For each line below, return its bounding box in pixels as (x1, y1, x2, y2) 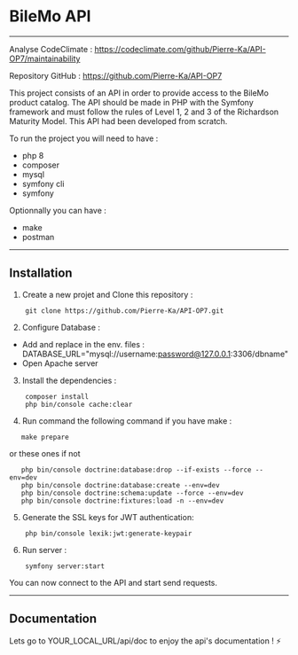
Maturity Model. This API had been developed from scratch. (9, 115, 228, 126)
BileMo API (9, 6, 91, 27)
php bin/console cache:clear (25, 400, 133, 409)
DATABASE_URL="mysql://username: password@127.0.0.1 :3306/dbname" (21, 348, 289, 359)
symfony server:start (25, 561, 105, 571)
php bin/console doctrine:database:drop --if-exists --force (20, 465, 252, 474)
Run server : (21, 544, 67, 555)
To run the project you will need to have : (9, 133, 159, 144)
